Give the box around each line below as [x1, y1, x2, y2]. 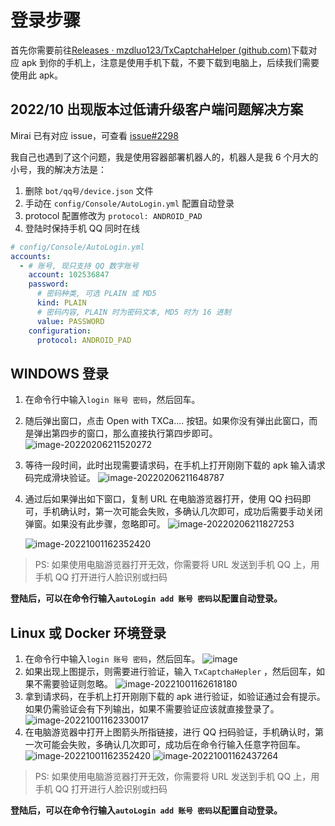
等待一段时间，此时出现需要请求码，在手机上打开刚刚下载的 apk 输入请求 [24, 459, 326, 471]
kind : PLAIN [36, 298, 87, 308]
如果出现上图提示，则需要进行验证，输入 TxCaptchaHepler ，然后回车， [24, 666, 317, 677]
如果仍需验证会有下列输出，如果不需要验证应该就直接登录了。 [24, 703, 280, 715]
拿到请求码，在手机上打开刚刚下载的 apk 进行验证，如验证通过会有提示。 [24, 691, 326, 702]
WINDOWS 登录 [10, 365, 109, 382]
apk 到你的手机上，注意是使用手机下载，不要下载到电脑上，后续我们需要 [21, 56, 320, 68]
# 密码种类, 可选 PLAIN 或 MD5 [36, 289, 157, 299]
